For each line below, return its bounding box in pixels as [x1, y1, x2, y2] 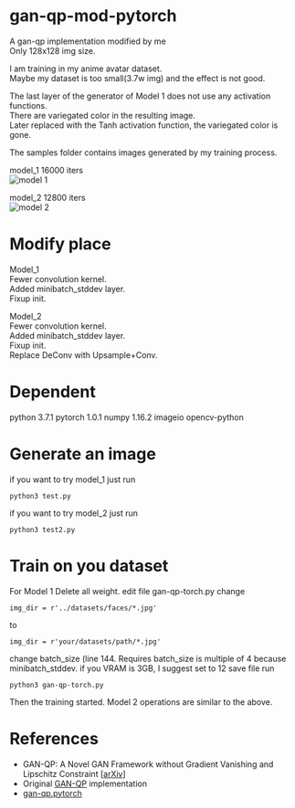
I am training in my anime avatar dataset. [9, 63, 163, 74]
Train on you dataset [9, 555, 169, 576]
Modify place [9, 234, 111, 255]
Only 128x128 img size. [9, 45, 96, 56]
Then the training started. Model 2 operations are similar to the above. [9, 696, 273, 708]
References [9, 728, 99, 749]
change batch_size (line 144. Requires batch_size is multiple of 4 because [9, 653, 287, 664]
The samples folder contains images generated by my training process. [9, 147, 278, 158]
